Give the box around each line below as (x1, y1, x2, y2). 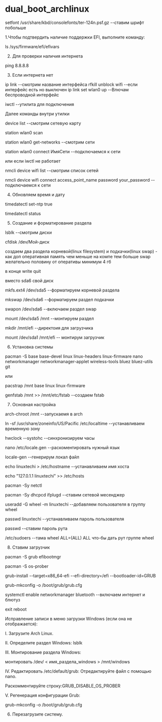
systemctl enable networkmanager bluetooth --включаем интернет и (5, 592, 145, 598)
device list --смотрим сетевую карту (5, 120, 81, 126)
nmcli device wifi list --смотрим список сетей (5, 167, 99, 173)
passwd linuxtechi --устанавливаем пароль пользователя (5, 516, 125, 522)
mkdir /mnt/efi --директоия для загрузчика (5, 325, 93, 330)
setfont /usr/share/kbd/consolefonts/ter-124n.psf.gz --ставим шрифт (5, 20, 144, 25)
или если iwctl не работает (5, 158, 61, 164)
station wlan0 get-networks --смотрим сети (5, 139, 95, 145)
